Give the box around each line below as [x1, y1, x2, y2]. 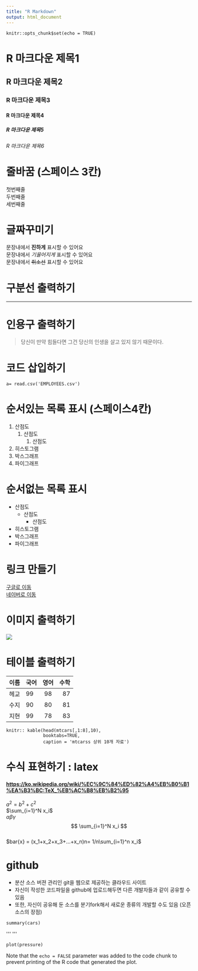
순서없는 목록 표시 [6, 483, 87, 496]
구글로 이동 [6, 584, 32, 591]
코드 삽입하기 [6, 361, 66, 375]
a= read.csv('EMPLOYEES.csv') [6, 381, 81, 387]
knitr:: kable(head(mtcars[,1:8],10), [6, 727, 101, 734]
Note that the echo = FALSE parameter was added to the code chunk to [6, 952, 177, 959]
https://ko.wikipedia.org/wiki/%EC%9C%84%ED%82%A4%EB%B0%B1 [6, 780, 190, 787]
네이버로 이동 [6, 591, 37, 598]
